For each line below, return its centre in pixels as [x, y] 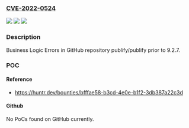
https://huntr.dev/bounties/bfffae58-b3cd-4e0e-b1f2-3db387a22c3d [99, 92]
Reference [19, 79]
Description [23, 37]
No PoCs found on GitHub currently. [50, 119]
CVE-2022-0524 [31, 8]
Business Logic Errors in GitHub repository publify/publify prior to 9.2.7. [93, 50]
